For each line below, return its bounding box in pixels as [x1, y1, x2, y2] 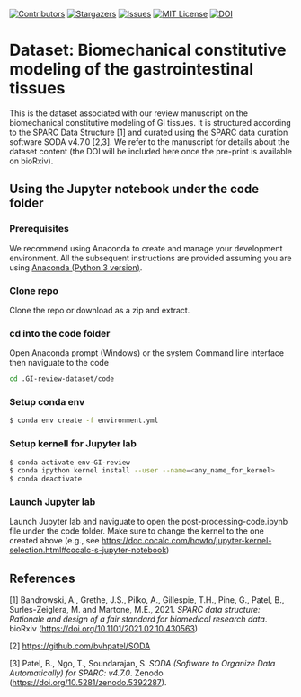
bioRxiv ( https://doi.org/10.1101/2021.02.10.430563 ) [9, 623, 199, 634]
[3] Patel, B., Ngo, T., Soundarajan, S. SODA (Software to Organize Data [9, 658, 276, 669]
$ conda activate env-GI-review [9, 458, 130, 467]
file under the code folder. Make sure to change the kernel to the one [9, 525, 265, 536]
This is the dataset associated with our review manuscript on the [9, 108, 249, 119]
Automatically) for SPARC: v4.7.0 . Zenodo [9, 667, 164, 678]
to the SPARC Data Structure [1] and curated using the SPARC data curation [9, 127, 288, 137]
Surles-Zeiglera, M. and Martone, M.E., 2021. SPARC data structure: [9, 604, 261, 615]
